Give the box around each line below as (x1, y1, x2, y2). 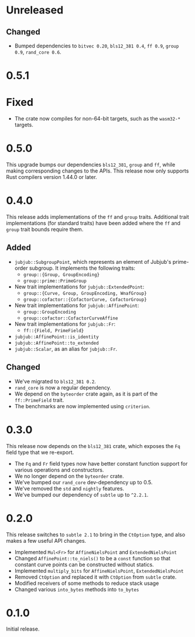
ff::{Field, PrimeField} (23, 328, 84, 333)
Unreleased (6, 4, 64, 17)
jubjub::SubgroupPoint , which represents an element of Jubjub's (14, 258, 172, 265)
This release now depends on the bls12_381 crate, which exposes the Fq (6, 442, 180, 449)
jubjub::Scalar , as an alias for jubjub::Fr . (14, 345, 118, 352)
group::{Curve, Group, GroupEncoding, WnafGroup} (23, 290, 148, 296)
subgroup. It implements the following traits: (29, 264, 136, 271)
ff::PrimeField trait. (14, 396, 64, 404)
